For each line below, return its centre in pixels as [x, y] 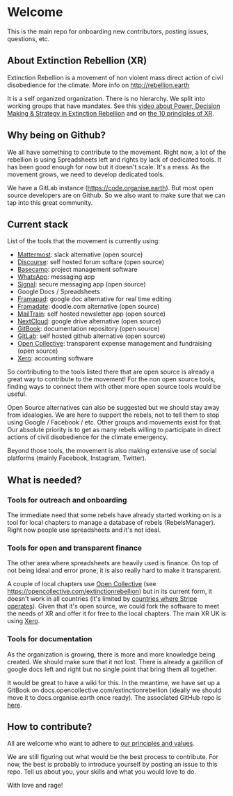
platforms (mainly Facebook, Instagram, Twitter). [77, 458]
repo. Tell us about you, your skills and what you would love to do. [102, 772]
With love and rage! [35, 786]
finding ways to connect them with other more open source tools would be [114, 387]
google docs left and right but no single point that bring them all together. [112, 669]
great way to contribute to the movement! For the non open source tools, [111, 379]
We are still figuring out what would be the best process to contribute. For [113, 757]
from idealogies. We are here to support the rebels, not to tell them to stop [113, 415]
